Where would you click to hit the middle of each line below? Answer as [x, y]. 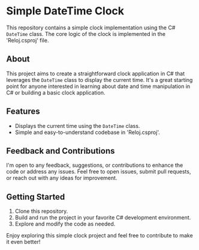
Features [23, 112]
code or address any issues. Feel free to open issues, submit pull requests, [99, 172]
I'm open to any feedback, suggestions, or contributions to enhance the [95, 165]
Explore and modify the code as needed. [65, 224]
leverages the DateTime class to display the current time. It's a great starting [99, 80]
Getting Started [36, 196]
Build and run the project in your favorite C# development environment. [103, 218]
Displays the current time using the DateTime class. [77, 126]
